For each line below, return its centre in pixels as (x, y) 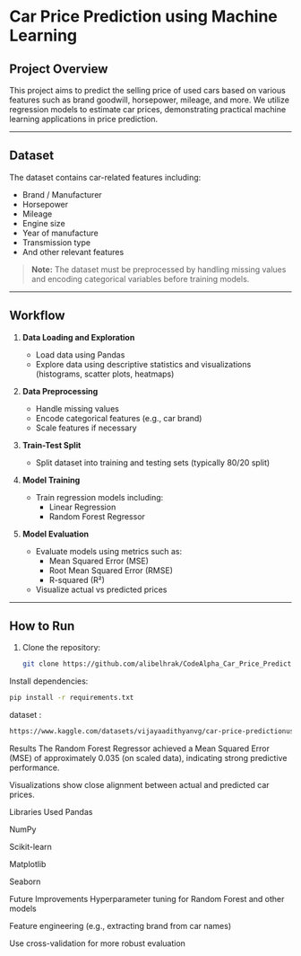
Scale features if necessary (86, 428)
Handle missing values (77, 408)
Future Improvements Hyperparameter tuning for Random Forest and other (147, 899)
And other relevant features (73, 252)
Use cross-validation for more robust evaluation (98, 943)
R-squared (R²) (77, 580)
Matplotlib (28, 864)
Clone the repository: (61, 648)
